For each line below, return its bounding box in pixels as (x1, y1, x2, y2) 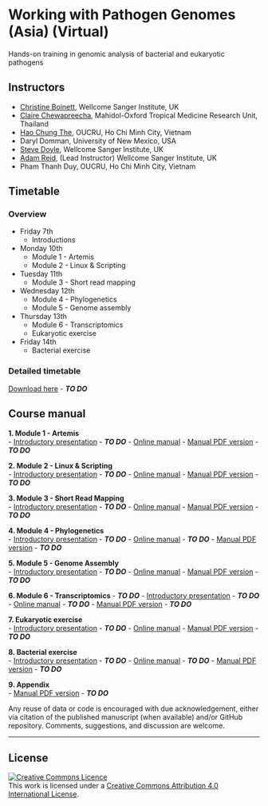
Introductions (31, 235, 76, 245)
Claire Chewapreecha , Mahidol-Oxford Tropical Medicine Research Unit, (19, 110, 258, 120)
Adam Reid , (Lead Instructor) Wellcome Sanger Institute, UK (19, 153, 217, 162)
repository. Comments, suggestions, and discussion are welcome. (8, 720, 225, 730)
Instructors (8, 81, 65, 94)
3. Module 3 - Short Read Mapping (8, 493, 124, 503)
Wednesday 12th (19, 286, 75, 296)
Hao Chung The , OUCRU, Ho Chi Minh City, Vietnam (19, 127, 191, 137)
